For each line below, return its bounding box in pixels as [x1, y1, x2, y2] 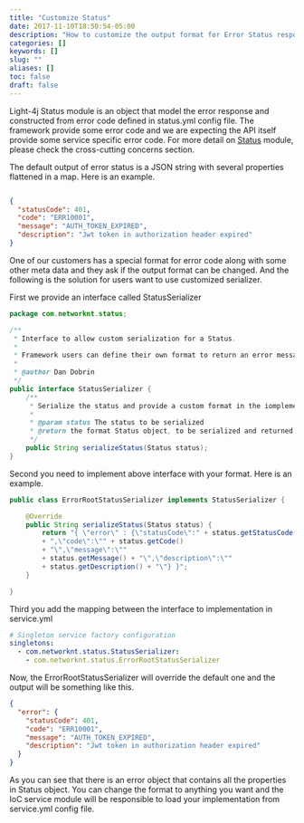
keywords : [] [9, 47, 59, 56]
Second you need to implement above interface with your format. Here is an [9, 468, 292, 479]
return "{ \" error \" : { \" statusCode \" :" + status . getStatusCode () [42, 529, 301, 538]
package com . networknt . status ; [9, 309, 128, 318]
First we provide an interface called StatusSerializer [9, 292, 202, 302]
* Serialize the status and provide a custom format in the [29, 401, 261, 410]
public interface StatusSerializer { [9, 384, 152, 394]
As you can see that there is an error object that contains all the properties [9, 775, 287, 785]
